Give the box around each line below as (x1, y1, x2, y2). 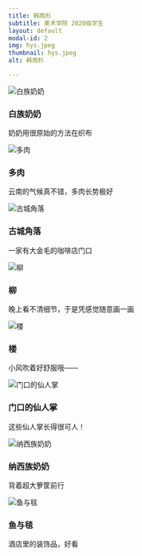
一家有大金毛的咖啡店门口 (8, 245, 93, 255)
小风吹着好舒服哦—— (8, 363, 78, 373)
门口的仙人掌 (8, 402, 58, 413)
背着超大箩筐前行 (8, 480, 65, 490)
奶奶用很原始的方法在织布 (8, 128, 93, 138)
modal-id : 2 (8, 34, 48, 42)
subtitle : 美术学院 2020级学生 (8, 19, 104, 27)
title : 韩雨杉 (8, 11, 52, 20)
